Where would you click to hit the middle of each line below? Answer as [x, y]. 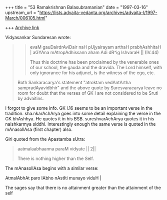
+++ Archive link [22, 28]
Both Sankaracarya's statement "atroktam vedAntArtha [74, 82]
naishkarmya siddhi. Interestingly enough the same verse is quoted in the [80, 124]
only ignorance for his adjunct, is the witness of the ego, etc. [92, 73]
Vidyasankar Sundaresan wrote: [38, 37]
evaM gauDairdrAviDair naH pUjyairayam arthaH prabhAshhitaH [95, 47]
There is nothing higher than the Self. [55, 158]
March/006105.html [25, 18]
